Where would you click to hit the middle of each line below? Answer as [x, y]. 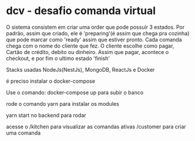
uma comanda [23, 133]
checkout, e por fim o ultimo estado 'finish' [58, 58]
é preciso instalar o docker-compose [51, 81]
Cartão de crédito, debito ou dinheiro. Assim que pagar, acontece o [88, 52]
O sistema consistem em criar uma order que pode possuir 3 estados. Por [95, 27]
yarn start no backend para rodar [46, 115]
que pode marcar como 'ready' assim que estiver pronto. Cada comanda [94, 39]
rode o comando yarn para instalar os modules [63, 103]
